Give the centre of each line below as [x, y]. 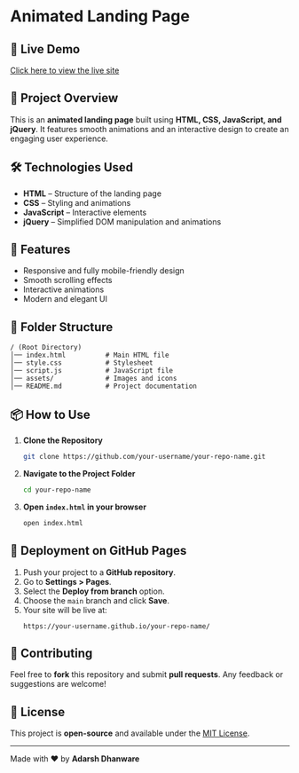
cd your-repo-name [57, 490]
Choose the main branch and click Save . [96, 600]
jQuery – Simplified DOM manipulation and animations [122, 221]
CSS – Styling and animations [77, 202]
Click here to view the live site [65, 70]
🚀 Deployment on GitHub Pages [98, 551]
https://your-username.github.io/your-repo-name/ [117, 626]
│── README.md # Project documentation [104, 386]
